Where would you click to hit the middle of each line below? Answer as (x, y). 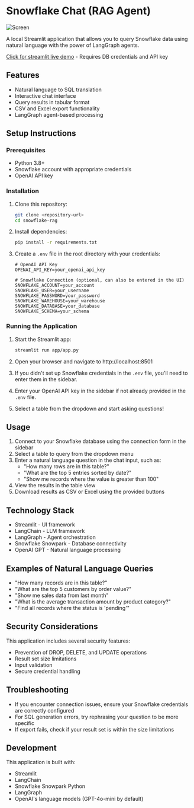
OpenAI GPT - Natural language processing (68, 550)
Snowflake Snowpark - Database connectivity (71, 544)
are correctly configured (44, 710)
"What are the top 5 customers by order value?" (73, 589)
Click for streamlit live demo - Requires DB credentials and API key (87, 56)
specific (24, 723)
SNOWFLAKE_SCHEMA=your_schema (52, 312)
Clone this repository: (41, 204)
